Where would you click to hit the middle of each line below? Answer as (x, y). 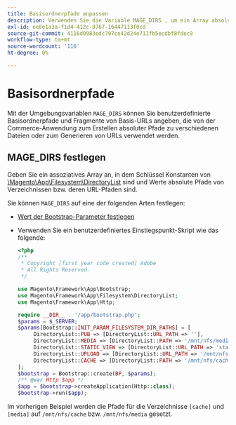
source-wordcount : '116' (44, 46)
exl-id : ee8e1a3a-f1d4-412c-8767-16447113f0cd (77, 27)
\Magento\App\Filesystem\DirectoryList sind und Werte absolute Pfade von (116, 182)
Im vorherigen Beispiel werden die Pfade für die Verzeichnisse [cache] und (116, 406)
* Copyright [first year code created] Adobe (88, 264)
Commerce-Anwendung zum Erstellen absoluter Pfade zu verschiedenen (113, 128)
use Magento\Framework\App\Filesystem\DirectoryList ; (98, 295)
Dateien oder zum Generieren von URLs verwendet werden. (94, 135)
